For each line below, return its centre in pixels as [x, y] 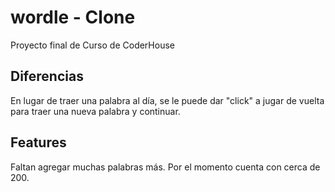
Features [38, 142]
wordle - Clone [73, 17]
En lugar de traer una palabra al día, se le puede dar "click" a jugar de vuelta [167, 100]
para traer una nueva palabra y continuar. [95, 111]
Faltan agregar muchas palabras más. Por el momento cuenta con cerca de [165, 167]
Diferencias [47, 76]
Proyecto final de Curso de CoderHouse [92, 45]
